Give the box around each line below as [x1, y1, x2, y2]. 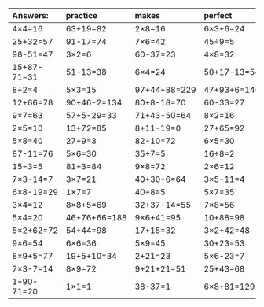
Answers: [12, 10, 49, 20]
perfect [203, 10, 233, 20]
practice [65, 10, 98, 20]
